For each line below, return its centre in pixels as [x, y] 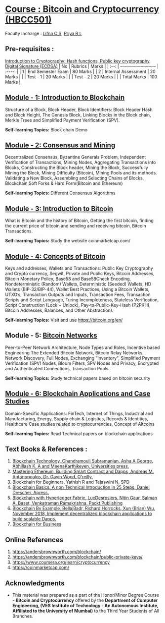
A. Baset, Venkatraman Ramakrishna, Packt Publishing [67, 503]
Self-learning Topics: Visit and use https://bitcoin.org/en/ [64, 320]
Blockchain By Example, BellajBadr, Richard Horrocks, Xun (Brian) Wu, [84, 509]
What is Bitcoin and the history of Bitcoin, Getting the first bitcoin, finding [80, 221]
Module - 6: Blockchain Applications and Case [78, 394]
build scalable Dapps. [34, 519]
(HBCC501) [28, 20]
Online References [34, 539]
